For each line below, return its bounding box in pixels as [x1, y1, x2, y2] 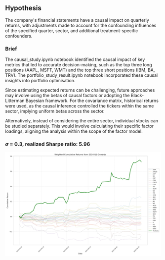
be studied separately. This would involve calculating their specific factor [5, 123, 154, 129]
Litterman [5, 98, 25, 104]
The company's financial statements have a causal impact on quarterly [5, 17, 149, 23]
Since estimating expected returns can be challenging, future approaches [5, 87, 155, 93]
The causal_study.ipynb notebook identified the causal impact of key [5, 56, 145, 62]
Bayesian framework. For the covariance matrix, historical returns [25, 98, 159, 104]
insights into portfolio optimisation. [5, 78, 76, 84]
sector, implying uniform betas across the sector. [5, 108, 105, 114]
